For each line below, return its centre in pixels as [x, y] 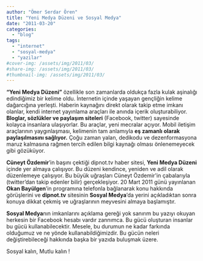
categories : [21, 29]
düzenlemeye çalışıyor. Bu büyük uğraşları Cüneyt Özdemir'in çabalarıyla [98, 176]
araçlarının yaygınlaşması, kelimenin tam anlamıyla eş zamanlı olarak [93, 131]
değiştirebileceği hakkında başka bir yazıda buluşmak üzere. [83, 240]
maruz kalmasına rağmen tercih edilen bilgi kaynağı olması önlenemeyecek [101, 144]
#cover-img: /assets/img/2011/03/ [50, 63]
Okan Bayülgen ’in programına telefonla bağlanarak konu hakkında [90, 189]
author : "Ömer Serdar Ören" [42, 12]
